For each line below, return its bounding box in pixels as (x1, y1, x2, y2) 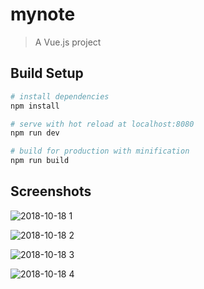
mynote (10, 3, 76, 26)
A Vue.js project (34, 36, 102, 48)
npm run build (10, 156, 70, 166)
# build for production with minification (10, 146, 190, 157)
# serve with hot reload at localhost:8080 (10, 119, 195, 129)
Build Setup (10, 65, 84, 82)
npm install (10, 101, 60, 111)
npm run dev (10, 128, 60, 138)
